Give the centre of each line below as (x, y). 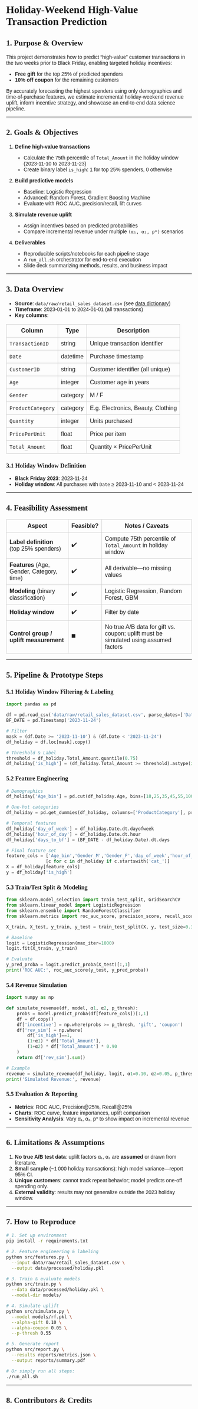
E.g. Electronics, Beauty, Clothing (133, 408)
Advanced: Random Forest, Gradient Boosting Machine (87, 197)
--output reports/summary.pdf (48, 1360)
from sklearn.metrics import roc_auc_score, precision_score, (84, 916)
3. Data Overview (35, 289)
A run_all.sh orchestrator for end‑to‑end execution (82, 259)
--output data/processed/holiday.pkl (58, 1268)
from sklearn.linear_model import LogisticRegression (74, 905)
